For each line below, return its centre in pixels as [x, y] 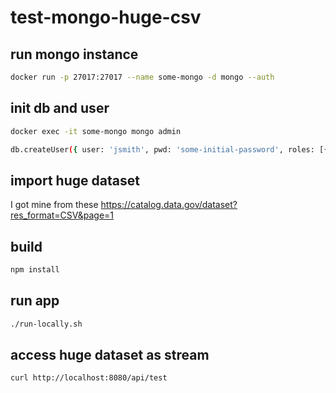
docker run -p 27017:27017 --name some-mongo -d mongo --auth [142, 77]
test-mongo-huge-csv [106, 17]
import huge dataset [75, 180]
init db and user [60, 108]
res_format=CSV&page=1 [62, 215]
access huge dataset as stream [110, 355]
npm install [35, 270]
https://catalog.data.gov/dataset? [169, 205]
